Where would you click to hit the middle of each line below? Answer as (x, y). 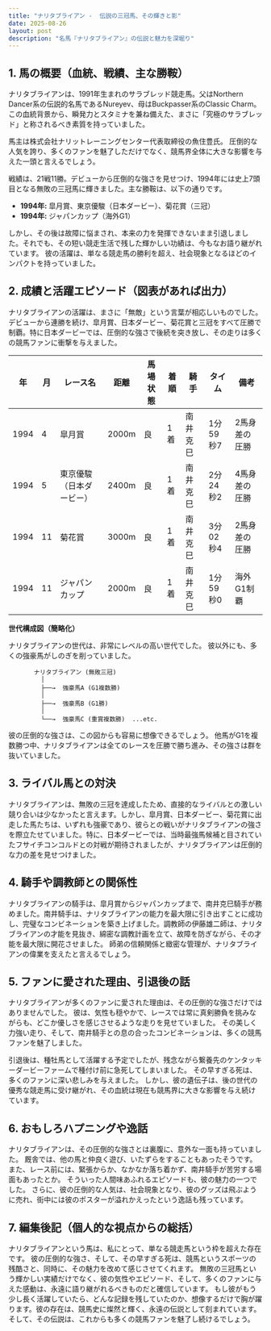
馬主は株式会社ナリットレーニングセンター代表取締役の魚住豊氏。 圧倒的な (133, 141)
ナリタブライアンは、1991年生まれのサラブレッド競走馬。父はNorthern (126, 94)
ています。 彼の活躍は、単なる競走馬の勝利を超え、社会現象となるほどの (129, 253)
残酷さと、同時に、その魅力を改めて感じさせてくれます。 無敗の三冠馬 (125, 1268)
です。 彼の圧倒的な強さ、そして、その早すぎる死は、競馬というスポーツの (132, 1258)
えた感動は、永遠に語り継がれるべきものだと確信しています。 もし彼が (126, 1288)
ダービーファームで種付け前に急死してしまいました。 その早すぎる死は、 (136, 1070)
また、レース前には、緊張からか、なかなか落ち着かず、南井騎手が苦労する (132, 1170)
